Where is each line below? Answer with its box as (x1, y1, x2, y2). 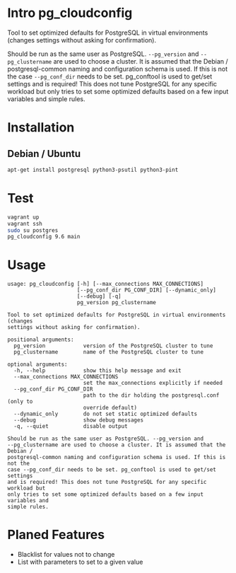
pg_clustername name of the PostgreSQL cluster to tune (13, 349, 203, 356)
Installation (7, 120, 75, 136)
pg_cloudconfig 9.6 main (7, 233, 81, 241)
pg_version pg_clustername (76, 299, 157, 306)
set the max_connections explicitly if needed (83, 380, 223, 387)
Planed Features (7, 527, 105, 543)
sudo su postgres (7, 226, 59, 234)
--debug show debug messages (13, 417, 143, 424)
